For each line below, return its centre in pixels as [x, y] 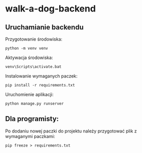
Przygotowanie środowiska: [34, 39]
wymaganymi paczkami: [30, 136]
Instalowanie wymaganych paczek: [41, 76]
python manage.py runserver [35, 103]
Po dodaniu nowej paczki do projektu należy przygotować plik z [71, 131]
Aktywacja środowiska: [29, 57]
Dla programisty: [32, 119]
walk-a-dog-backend [51, 9]
